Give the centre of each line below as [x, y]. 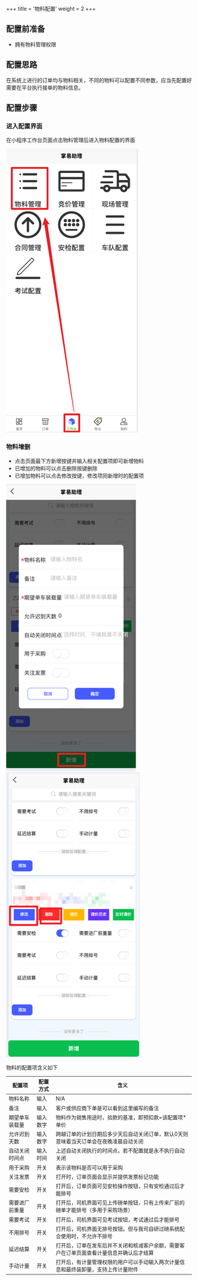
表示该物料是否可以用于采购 [89, 1167]
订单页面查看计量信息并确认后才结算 [110, 1253]
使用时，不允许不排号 [87, 1236]
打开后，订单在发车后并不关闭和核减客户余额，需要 [118, 1246]
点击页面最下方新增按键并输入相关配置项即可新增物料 [79, 461]
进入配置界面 [24, 126]
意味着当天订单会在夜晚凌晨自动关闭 [100, 1142]
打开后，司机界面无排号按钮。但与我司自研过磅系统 [118, 1228]
